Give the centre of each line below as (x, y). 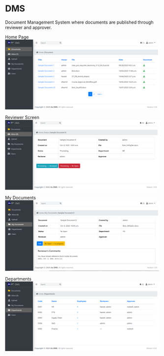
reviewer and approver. (28, 27)
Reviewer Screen (22, 117)
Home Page (17, 37)
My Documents (20, 198)
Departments (18, 279)
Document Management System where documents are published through (79, 22)
